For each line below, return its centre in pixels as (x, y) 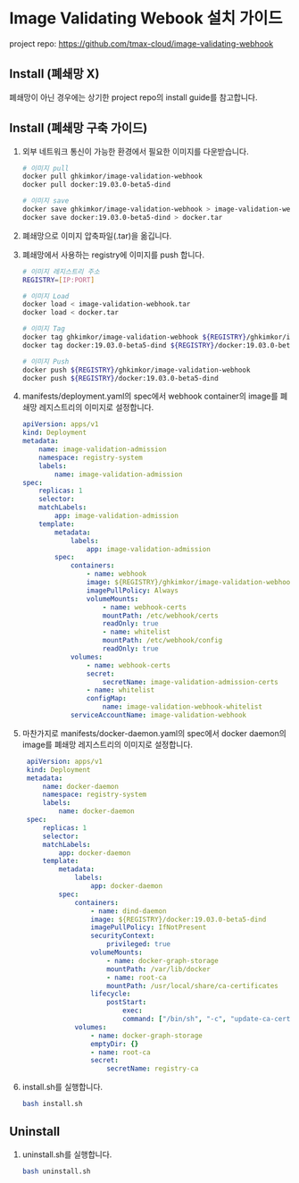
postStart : (127, 1003)
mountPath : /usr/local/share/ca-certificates (192, 986)
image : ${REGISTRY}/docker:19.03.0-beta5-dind (179, 919)
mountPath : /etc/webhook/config (162, 641)
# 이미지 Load (46, 296)
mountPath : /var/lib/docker (159, 969)
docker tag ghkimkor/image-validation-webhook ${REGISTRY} (134, 337)
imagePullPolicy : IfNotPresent (149, 927)
